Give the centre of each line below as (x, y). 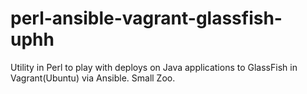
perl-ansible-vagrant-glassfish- (146, 18)
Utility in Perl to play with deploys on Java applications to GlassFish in (154, 67)
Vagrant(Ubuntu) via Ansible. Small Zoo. (93, 78)
